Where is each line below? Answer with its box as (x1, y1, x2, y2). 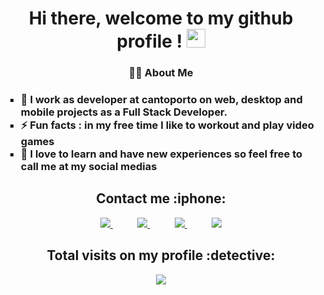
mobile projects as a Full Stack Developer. (20, 105, 228, 119)
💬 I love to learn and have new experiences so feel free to (20, 147, 303, 161)
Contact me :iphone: (96, 190, 226, 207)
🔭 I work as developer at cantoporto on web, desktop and (20, 93, 303, 107)
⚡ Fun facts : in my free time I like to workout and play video (20, 118, 315, 132)
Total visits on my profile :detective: (46, 247, 276, 264)
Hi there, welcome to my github (28, 7, 294, 30)
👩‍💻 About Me (128, 66, 194, 80)
